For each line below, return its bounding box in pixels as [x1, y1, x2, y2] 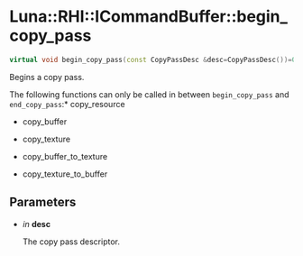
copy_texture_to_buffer [22, 169, 108, 179]
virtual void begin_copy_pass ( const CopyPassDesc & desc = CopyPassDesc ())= [9, 55, 293, 64]
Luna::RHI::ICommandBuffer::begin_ [9, 6, 289, 27]
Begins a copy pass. [9, 71, 85, 82]
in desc [22, 218, 51, 229]
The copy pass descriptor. [22, 236, 120, 247]
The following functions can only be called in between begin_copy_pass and [9, 88, 289, 100]
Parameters [9, 195, 77, 210]
